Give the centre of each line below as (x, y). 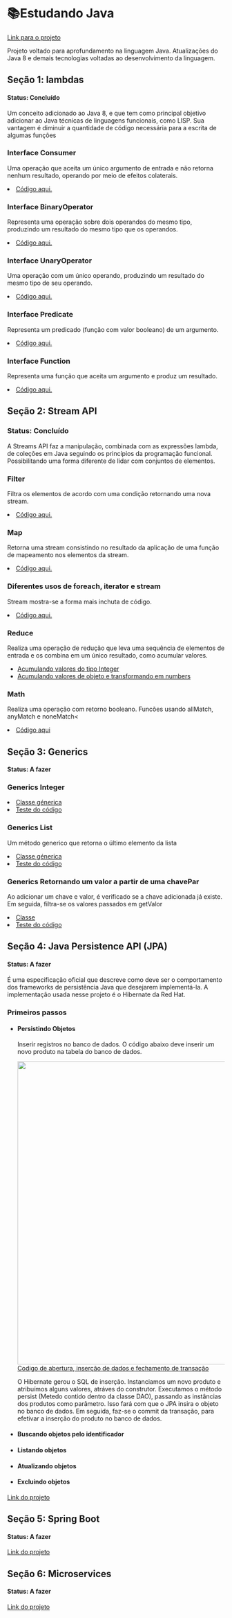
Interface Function (39, 361)
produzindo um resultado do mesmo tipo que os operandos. (93, 229)
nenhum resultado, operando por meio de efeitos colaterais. (93, 175)
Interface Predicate (40, 315)
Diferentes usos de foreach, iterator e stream (84, 586)
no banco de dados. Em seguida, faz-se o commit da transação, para (116, 1411)
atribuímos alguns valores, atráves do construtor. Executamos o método (119, 1389)
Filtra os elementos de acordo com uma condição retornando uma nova (109, 494)
